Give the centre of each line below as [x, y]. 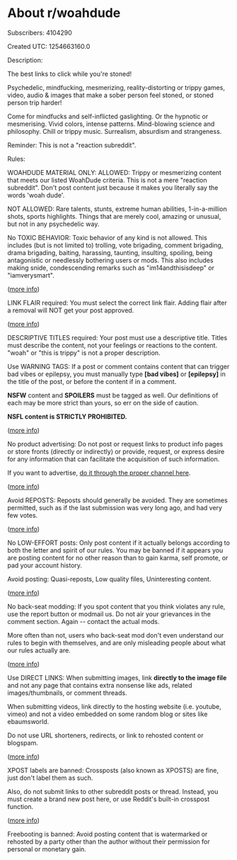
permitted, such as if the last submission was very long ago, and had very [115, 507]
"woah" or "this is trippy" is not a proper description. [84, 353]
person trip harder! [35, 102]
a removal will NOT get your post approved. [71, 310]
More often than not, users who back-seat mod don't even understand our [116, 635]
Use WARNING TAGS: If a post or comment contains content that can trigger [118, 366]
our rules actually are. [39, 650]
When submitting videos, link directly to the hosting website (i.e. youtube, [114, 706]
